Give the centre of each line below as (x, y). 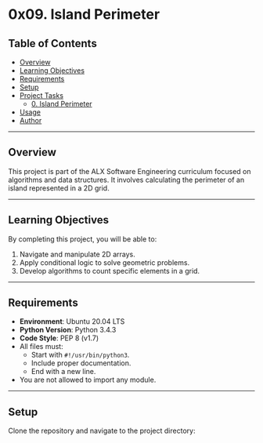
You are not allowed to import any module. (88, 380)
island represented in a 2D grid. (59, 188)
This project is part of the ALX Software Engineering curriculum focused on (130, 171)
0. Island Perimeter (61, 104)
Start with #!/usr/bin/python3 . (80, 355)
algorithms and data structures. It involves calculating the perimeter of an (126, 180)
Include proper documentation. (81, 363)
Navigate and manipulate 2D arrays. (77, 254)
